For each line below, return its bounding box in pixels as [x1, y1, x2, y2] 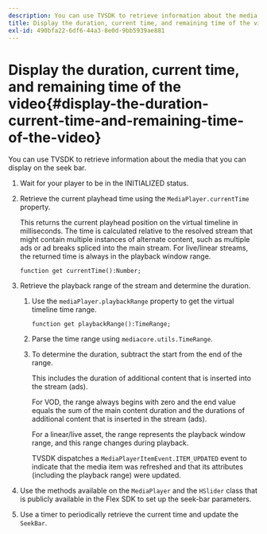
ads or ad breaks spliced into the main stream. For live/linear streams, [19, 244, 249, 253]
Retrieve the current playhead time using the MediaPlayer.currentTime [19, 194, 250, 204]
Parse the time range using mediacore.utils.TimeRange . [31, 334, 213, 344]
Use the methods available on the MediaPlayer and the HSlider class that [19, 486, 258, 496]
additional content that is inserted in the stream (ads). [31, 415, 207, 424]
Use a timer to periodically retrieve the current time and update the [19, 510, 239, 520]
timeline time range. [31, 305, 97, 314]
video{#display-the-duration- [8, 95, 209, 112]
